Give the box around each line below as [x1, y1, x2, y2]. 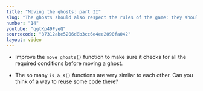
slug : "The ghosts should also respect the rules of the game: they [6, 14, 182, 20]
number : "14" [6, 20, 39, 26]
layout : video [6, 37, 42, 43]
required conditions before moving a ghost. [14, 60, 123, 67]
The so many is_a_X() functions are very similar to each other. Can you [14, 72, 193, 78]
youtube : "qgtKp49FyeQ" [6, 25, 66, 32]
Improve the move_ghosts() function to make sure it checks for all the [14, 54, 187, 60]
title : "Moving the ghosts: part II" [6, 8, 101, 15]
